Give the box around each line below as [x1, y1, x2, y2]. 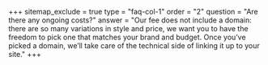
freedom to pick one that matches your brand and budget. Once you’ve [8, 32, 246, 42]
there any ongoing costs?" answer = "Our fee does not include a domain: [8, 15, 253, 25]
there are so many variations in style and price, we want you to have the [8, 24, 249, 33]
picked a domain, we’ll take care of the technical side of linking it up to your [8, 41, 261, 51]
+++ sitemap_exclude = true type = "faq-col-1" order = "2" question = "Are [8, 7, 259, 16]
